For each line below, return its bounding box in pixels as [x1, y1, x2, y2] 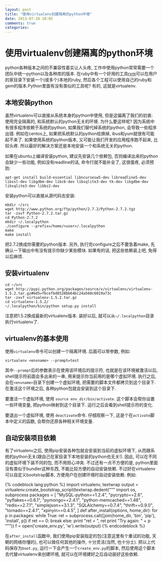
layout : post [5, 7, 32, 12]
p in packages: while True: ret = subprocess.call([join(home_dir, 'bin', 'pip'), [5, 513, 156, 519]
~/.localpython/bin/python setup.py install [5, 304, 97, 308]
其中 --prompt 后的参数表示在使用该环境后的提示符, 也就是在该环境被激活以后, [5, 367, 158, 373]
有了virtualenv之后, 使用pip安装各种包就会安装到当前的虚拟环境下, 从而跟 [5, 448, 151, 453]
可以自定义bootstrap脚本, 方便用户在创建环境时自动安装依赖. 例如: [5, 472, 137, 478]
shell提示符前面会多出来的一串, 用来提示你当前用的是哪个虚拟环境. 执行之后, [5, 373, 157, 379]
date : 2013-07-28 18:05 [5, 16, 53, 21]
